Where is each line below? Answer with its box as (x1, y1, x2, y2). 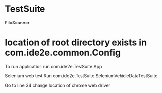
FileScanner (5, 20, 30, 25)
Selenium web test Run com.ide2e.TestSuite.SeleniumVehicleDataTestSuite (5, 72, 158, 79)
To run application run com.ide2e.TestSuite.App (5, 63, 102, 69)
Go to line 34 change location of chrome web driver (5, 82, 110, 88)
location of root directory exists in (5, 37, 147, 48)
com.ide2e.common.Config (5, 47, 121, 58)
